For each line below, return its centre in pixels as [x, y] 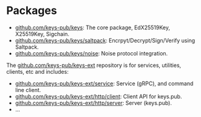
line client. [28, 90]
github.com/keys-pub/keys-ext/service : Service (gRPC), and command [104, 83]
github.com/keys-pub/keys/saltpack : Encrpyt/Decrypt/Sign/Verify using [105, 40]
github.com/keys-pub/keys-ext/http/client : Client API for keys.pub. [98, 96]
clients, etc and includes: [37, 71]
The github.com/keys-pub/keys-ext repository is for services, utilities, [94, 65]
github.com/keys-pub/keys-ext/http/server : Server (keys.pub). [93, 103]
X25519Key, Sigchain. [42, 34]
